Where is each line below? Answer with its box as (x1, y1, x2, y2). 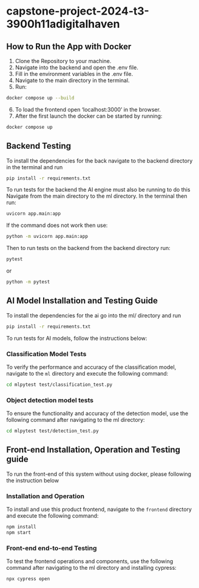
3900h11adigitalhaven (6, 17, 120, 31)
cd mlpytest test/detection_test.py (6, 428, 99, 434)
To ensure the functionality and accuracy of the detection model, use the (6, 410, 189, 417)
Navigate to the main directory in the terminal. (15, 77, 130, 84)
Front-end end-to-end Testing (6, 544, 97, 552)
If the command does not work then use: (6, 221, 108, 229)
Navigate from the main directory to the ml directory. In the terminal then (6, 192, 187, 200)
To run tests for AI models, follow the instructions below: (6, 334, 147, 342)
